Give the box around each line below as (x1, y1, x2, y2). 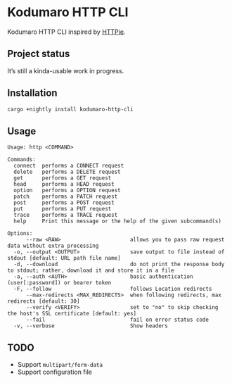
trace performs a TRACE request (13, 212, 118, 219)
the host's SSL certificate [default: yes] (7, 310, 137, 318)
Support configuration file (17, 368, 93, 377)
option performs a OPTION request (13, 187, 121, 194)
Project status (7, 48, 70, 60)
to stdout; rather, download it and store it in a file (7, 267, 174, 275)
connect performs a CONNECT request (13, 163, 124, 170)
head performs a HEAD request (13, 181, 115, 188)
